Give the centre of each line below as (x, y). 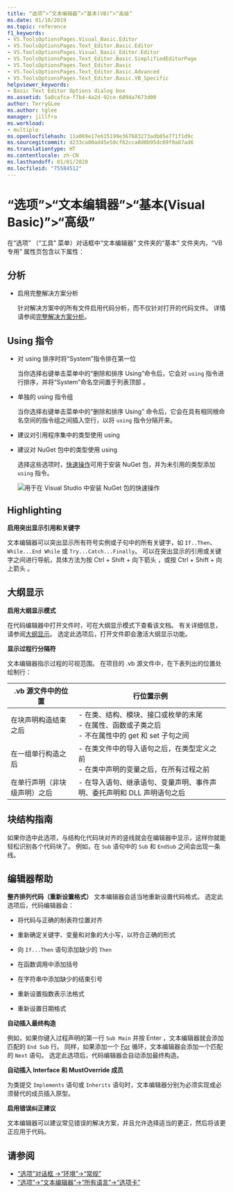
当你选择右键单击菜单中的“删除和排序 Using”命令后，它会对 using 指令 (118, 374)
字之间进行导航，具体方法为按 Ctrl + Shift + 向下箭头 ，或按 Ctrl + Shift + (111, 560)
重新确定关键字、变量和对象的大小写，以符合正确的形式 (96, 935)
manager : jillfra (32, 117)
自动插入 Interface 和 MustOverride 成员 (65, 1070)
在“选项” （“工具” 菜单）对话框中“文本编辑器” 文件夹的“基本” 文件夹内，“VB (115, 243)
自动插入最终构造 (32, 1023)
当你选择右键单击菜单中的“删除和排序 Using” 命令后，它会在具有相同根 (118, 412)
